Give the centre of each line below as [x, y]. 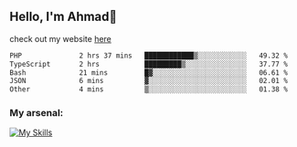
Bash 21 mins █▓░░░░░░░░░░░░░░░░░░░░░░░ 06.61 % [148, 73]
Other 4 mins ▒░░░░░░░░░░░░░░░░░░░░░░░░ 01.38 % [148, 89]
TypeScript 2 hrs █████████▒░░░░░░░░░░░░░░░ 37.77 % [148, 64]
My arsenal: [37, 113]
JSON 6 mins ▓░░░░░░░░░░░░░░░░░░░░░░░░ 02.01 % [148, 81]
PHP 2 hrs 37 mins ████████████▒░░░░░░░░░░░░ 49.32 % [148, 56]
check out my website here [61, 38]
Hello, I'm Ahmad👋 [64, 17]
